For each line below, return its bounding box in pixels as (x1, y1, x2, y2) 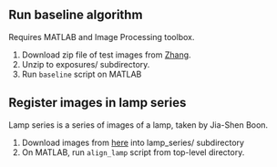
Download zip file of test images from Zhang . (21, 49, 192, 60)
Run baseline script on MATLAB (21, 68, 142, 79)
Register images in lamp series (8, 95, 187, 110)
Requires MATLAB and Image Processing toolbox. (8, 31, 195, 42)
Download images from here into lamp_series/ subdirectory (21, 137, 245, 148)
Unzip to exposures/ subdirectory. (21, 58, 150, 69)
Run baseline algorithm (8, 7, 143, 23)
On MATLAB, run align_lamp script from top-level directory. (21, 146, 245, 158)
